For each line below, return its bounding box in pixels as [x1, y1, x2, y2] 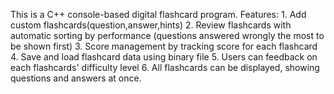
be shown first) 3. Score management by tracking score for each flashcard [10, 40, 318, 52]
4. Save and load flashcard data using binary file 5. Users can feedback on [10, 51, 318, 63]
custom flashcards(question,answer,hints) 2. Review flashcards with [10, 19, 292, 31]
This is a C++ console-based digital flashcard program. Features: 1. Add [10, 9, 307, 20]
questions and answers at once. [10, 72, 142, 84]
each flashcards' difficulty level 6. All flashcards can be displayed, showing [10, 62, 320, 73]
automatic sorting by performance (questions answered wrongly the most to [10, 30, 325, 41]
